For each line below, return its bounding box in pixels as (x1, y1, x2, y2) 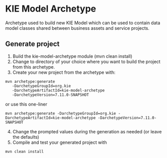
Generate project (5, 40, 60, 48)
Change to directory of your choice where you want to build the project (12, 59, 160, 65)
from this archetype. (12, 64, 55, 70)
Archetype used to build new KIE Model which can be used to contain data (5, 20, 160, 26)
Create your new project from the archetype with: (12, 69, 116, 75)
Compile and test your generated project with (12, 139, 107, 145)
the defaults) (12, 134, 39, 140)
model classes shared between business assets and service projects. (5, 25, 150, 31)
